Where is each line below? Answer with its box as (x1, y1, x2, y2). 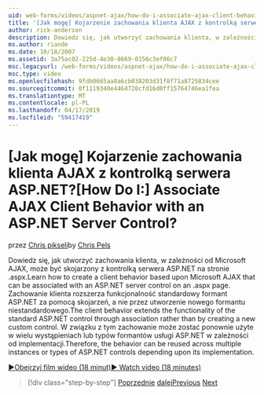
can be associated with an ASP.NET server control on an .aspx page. (8, 280, 231, 290)
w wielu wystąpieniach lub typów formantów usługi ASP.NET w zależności (8, 331, 249, 340)
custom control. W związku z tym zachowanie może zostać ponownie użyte (8, 322, 254, 331)
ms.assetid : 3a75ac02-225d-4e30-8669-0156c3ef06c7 (8, 56, 178, 64)
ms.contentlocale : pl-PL (8, 99, 90, 107)
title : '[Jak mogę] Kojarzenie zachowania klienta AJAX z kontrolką (8, 19, 237, 27)
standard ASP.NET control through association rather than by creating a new (8, 313, 256, 323)
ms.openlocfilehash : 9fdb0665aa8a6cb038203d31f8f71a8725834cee (8, 77, 220, 85)
